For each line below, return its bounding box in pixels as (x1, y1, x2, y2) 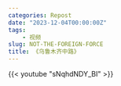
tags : (8, 26, 26, 34)
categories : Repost (8, 11, 72, 20)
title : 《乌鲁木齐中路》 (8, 48, 80, 56)
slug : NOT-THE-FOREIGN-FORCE (8, 41, 104, 48)
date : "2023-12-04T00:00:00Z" (8, 19, 108, 27)
